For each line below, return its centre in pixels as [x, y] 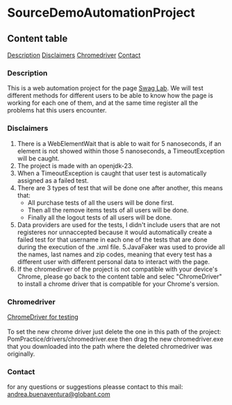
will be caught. [38, 158]
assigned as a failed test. [53, 180]
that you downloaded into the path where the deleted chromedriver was [110, 346]
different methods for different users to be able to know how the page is [110, 96]
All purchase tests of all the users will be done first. [101, 202]
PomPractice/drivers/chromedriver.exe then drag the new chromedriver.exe [115, 339]
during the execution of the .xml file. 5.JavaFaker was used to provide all [121, 247]
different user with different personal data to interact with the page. [114, 261]
